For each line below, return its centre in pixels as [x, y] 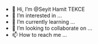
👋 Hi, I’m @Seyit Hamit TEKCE [48, 9]
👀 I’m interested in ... [37, 15]
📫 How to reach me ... [39, 35]
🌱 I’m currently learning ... [43, 22]
